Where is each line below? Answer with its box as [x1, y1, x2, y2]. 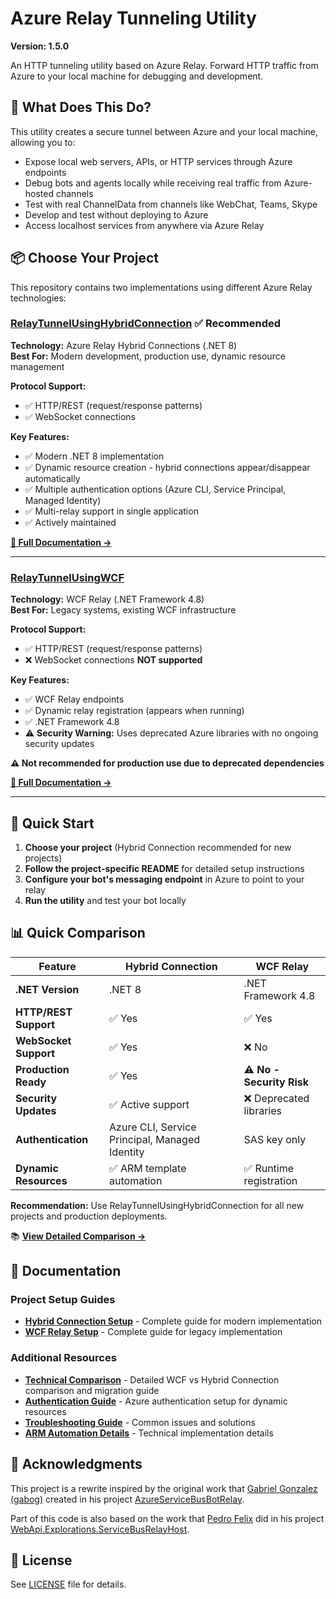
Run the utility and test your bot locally [24, 894, 187, 906]
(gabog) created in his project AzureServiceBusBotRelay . [10, 1493, 245, 1505]
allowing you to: [10, 136, 76, 148]
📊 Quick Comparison [10, 925, 146, 942]
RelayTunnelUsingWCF [10, 570, 125, 584]
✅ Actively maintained [24, 516, 117, 528]
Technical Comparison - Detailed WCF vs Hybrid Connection [24, 1373, 280, 1386]
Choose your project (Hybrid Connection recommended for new [24, 841, 292, 853]
